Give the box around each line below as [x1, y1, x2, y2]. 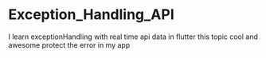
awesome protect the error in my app [8, 40, 131, 49]
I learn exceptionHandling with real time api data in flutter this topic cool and [8, 32, 259, 41]
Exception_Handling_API [8, 6, 175, 24]
